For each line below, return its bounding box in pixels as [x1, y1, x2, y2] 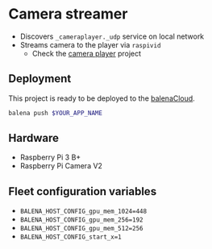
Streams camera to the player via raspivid [19, 39, 161, 49]
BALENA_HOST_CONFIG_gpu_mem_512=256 [19, 225, 143, 233]
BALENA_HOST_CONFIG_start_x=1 [19, 233, 123, 242]
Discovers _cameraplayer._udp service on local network [19, 31, 205, 41]
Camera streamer [8, 5, 128, 23]
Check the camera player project [31, 48, 142, 58]
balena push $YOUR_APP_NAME [8, 109, 103, 117]
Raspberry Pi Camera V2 [19, 161, 103, 171]
